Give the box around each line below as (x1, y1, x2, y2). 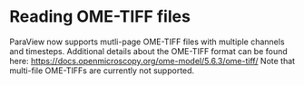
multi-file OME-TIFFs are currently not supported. (9, 65, 195, 76)
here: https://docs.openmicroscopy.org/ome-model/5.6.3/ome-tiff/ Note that (9, 55, 296, 66)
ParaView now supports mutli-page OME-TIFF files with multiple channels (9, 36, 285, 47)
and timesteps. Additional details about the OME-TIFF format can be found (9, 45, 288, 56)
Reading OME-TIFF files (9, 6, 191, 27)
